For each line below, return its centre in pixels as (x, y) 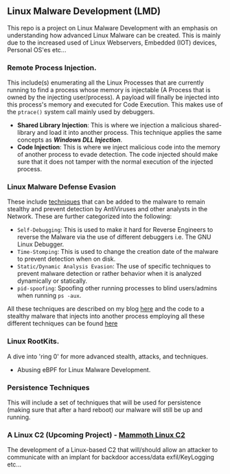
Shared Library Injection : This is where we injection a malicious (107, 125)
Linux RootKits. (33, 341)
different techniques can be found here (62, 323)
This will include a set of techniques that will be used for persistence (104, 402)
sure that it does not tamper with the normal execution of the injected (115, 162)
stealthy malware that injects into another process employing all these (106, 316)
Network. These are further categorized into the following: (90, 217)
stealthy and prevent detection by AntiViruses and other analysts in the (107, 209)
